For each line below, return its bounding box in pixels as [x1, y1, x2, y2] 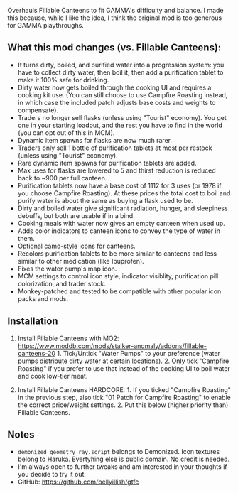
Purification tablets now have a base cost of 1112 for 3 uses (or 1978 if [17, 181, 222, 190]
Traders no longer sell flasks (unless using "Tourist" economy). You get [17, 113, 227, 121]
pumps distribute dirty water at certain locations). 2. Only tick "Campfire [17, 357, 229, 365]
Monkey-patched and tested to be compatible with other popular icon [17, 287, 222, 296]
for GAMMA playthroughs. [7, 21, 84, 29]
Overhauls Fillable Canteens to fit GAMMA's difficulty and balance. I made [7, 6, 224, 14]
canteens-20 [17, 349, 55, 357]
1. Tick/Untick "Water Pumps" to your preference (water [56, 349, 220, 357]
